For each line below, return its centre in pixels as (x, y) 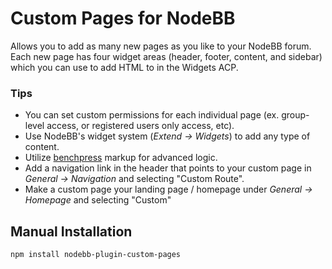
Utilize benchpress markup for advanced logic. (121, 158)
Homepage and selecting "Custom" (98, 200)
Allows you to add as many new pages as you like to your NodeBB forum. (161, 46)
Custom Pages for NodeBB (123, 18)
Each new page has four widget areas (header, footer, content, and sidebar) (166, 56)
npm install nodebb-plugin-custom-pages (96, 255)
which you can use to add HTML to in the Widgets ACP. (124, 67)
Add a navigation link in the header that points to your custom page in (168, 168)
